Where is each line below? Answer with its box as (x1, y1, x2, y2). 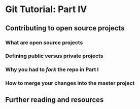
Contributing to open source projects (5, 24, 125, 32)
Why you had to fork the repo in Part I (5, 66, 99, 73)
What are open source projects (5, 39, 83, 46)
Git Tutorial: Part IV (5, 4, 87, 15)
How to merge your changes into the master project (5, 80, 135, 87)
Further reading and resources (5, 95, 104, 104)
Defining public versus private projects (5, 52, 103, 59)
